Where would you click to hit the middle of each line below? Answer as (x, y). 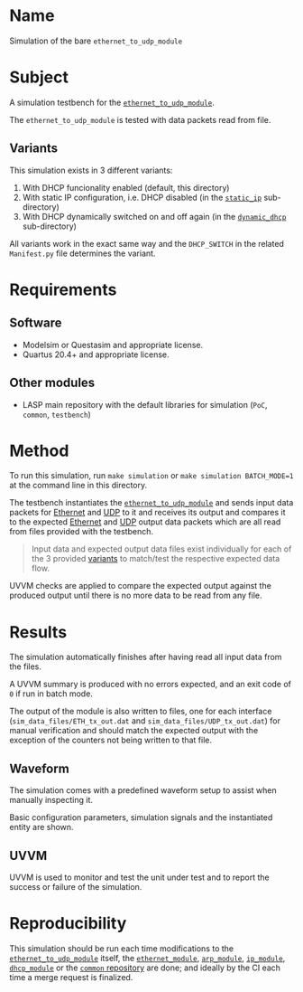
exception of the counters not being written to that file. (111, 740)
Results (38, 632)
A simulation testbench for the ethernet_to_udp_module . (112, 102)
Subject (39, 77)
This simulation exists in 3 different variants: (91, 170)
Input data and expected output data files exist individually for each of (161, 549)
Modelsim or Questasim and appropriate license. (113, 345)
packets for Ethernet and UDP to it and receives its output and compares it (147, 513)
